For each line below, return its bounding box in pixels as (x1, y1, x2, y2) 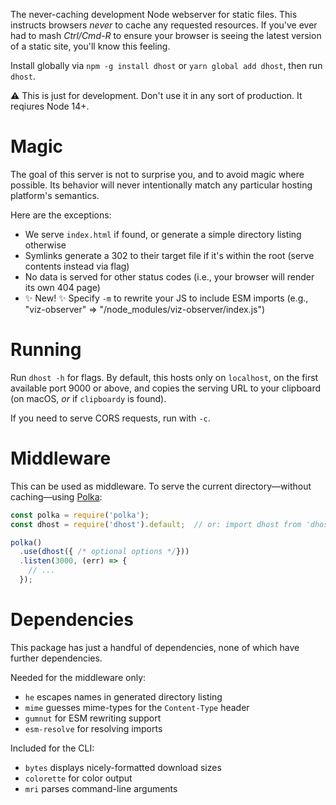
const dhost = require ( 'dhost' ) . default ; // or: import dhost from (10, 519, 302, 529)
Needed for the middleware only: (10, 671, 147, 683)
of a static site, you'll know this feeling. (10, 40, 171, 52)
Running (10, 339, 82, 361)
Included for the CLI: (10, 742, 95, 754)
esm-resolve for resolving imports (24, 722, 163, 734)
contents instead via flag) (24, 260, 130, 272)
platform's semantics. (10, 189, 100, 201)
